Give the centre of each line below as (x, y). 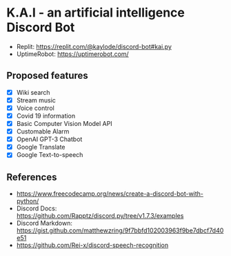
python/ (28, 201)
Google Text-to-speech (50, 155)
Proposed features (48, 76)
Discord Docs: (37, 208)
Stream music (36, 100)
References (32, 177)
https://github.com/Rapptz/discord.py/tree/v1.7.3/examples (100, 216)
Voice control (35, 108)
